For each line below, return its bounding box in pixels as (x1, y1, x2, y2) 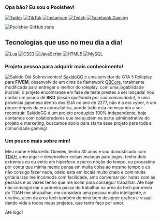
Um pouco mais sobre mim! (5, 137, 71, 144)
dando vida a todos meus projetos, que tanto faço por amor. (5, 200, 125, 205)
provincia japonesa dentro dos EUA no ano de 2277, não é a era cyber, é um (5, 100, 156, 105)
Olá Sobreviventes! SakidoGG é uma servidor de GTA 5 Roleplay (24, 74, 152, 80)
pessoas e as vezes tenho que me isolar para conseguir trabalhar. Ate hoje (5, 179, 154, 185)
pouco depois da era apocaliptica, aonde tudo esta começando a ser (5, 105, 143, 111)
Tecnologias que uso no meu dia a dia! (5, 38, 123, 46)
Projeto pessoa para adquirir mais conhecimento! (5, 63, 123, 70)
